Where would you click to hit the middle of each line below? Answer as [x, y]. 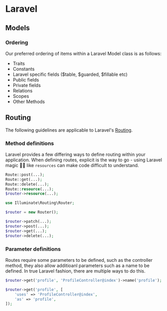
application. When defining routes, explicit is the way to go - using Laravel [84, 160]
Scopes [21, 96]
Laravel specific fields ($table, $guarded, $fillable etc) [70, 74]
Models [17, 28]
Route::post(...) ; [25, 175]
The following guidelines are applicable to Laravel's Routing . [69, 130]
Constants [24, 69]
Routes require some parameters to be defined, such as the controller [79, 260]
